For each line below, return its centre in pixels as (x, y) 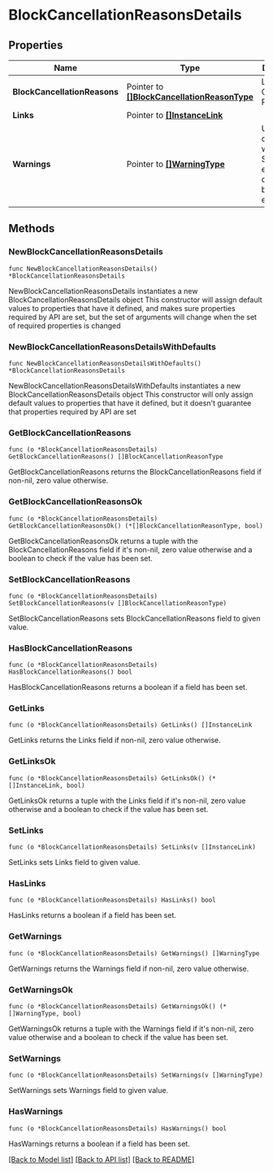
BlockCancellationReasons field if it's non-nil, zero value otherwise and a (130, 549)
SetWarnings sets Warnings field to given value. (89, 1091)
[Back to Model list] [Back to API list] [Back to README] (102, 1159)
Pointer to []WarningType (175, 164)
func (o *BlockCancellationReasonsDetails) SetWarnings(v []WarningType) (136, 1075)
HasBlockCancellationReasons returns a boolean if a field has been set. (128, 687)
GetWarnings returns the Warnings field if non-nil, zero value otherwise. (129, 968)
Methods (32, 228)
